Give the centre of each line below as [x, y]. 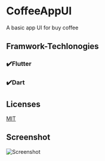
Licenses [23, 104]
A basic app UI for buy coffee [42, 28]
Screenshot [28, 137]
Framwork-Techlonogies [53, 46]
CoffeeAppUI [39, 11]
